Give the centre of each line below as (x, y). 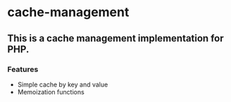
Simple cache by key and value (63, 84)
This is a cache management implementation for (115, 38)
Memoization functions (51, 91)
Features (23, 69)
